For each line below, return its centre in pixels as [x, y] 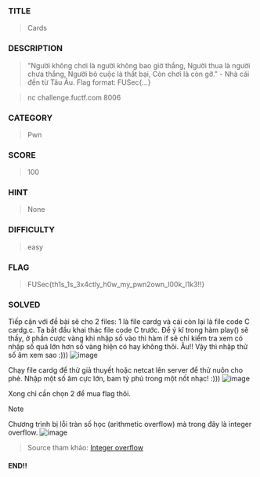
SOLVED [24, 305]
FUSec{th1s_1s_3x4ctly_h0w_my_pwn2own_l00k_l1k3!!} [116, 285]
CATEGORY [31, 118]
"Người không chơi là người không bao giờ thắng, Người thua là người [139, 65]
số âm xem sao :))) [38, 355]
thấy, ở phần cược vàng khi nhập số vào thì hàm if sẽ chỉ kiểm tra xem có [126, 338]
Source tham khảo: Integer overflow [85, 448]
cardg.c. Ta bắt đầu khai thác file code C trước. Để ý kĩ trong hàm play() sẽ [128, 330]
